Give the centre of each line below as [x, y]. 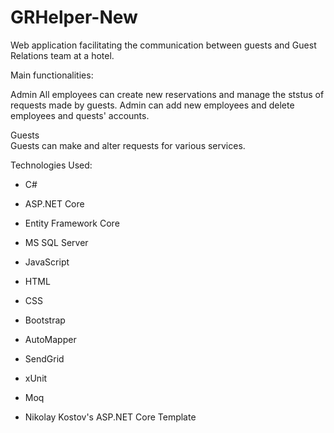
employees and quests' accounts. [80, 115]
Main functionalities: [52, 75]
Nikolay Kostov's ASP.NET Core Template [110, 417]
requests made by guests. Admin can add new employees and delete [152, 105]
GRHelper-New [74, 17]
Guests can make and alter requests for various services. [128, 145]
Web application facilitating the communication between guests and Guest [163, 45]
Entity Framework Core [72, 223]
